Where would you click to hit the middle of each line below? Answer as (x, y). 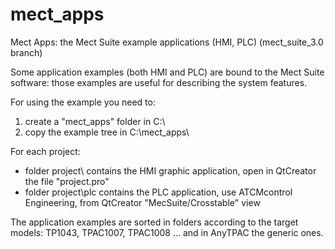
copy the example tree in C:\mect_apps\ (107, 132)
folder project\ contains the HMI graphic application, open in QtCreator (170, 170)
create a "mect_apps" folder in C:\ (95, 121)
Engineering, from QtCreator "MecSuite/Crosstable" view (142, 202)
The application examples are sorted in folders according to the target (154, 222)
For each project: (45, 151)
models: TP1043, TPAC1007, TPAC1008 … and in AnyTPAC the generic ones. (167, 232)
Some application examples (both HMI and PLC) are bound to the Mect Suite (167, 72)
